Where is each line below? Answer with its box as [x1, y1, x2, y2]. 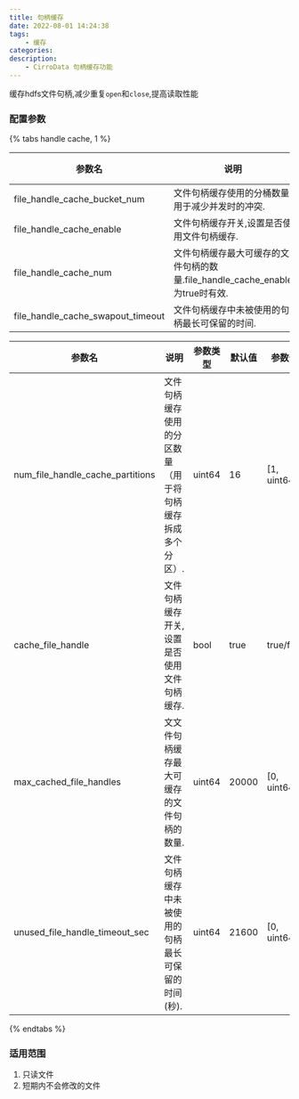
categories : [9, 46, 53, 55]
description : [9, 54, 58, 63]
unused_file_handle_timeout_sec [13, 926, 149, 939]
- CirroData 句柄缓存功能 [25, 63, 113, 72]
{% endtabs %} [9, 1023, 66, 1034]
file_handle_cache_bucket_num [13, 193, 145, 206]
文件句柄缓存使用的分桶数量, [173, 187, 292, 199]
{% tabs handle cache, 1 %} [9, 134, 111, 144]
